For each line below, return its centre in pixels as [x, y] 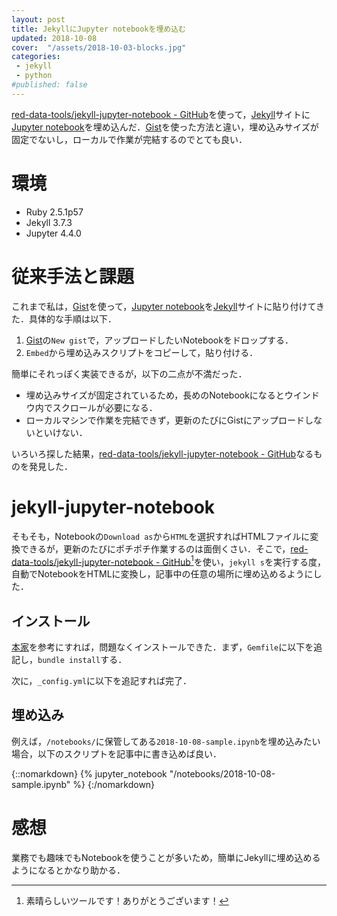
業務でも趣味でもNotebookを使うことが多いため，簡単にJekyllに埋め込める [166, 857]
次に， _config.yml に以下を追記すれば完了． [102, 681]
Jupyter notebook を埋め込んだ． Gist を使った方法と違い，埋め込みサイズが [165, 127]
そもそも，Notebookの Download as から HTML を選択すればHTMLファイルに [161, 536]
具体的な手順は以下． [72, 318]
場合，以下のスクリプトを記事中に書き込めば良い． [116, 753]
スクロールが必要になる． [105, 407]
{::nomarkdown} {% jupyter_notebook [89, 773]
